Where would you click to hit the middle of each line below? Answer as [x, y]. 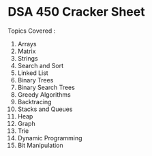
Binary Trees [35, 80]
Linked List [33, 73]
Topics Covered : [32, 31]
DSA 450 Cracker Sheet [76, 12]
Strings [28, 58]
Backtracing [34, 102]
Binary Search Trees [46, 87]
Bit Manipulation [40, 145]
